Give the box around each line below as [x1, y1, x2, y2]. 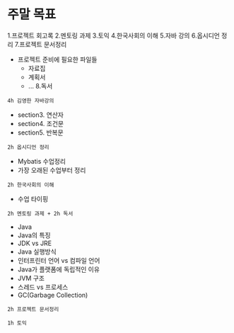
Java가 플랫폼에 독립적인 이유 [17, 265, 100, 273]
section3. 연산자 [17, 111, 64, 119]
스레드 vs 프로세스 [17, 283, 69, 291]
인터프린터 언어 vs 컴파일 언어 [17, 256, 100, 264]
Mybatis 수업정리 [17, 157, 66, 165]
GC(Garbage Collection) [17, 290, 88, 299]
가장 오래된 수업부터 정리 [17, 166, 86, 174]
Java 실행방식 [17, 247, 57, 256]
